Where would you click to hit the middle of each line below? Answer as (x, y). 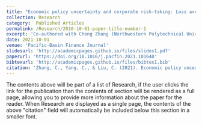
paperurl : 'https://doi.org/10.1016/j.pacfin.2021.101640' (82, 56)
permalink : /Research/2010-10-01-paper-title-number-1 (76, 29)
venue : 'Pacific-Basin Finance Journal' (58, 46)
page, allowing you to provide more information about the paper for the (94, 97)
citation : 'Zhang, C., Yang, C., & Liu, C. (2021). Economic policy (94, 68)
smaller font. (22, 117)
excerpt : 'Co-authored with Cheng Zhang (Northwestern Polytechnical (95, 34)
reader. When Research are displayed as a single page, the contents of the (99, 104)
